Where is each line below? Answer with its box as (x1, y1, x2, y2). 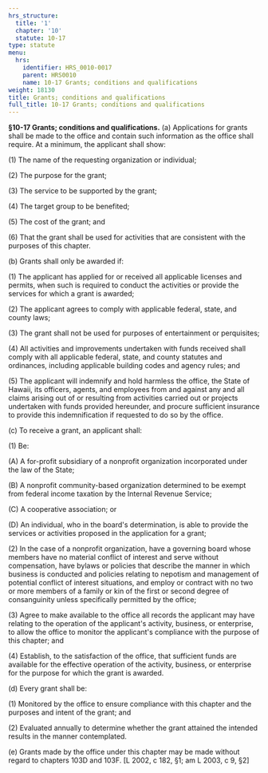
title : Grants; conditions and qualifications (8, 93, 166, 101)
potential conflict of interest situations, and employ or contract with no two (8, 578, 254, 588)
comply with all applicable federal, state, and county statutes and (8, 352, 223, 362)
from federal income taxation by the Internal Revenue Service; (8, 489, 212, 499)
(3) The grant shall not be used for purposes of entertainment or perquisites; (8, 328, 260, 338)
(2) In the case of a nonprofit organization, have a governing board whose (8, 544, 251, 553)
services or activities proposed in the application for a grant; (8, 529, 207, 538)
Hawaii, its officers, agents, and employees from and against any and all (8, 385, 245, 394)
